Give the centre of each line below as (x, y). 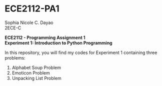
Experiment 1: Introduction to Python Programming (59, 42)
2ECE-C (13, 27)
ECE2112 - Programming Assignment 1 (45, 37)
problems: (15, 57)
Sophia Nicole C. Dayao (29, 22)
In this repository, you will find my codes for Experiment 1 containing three (81, 52)
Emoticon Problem (31, 72)
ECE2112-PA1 (32, 9)
